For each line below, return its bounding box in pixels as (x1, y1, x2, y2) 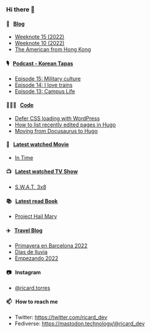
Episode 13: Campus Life (14, 88, 75, 95)
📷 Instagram (6, 268, 41, 275)
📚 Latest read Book (6, 197, 58, 204)
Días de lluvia (14, 249, 48, 256)
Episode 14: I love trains (14, 81, 73, 88)
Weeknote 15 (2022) (14, 33, 65, 40)
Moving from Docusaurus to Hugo (14, 127, 98, 134)
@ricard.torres (14, 284, 50, 291)
